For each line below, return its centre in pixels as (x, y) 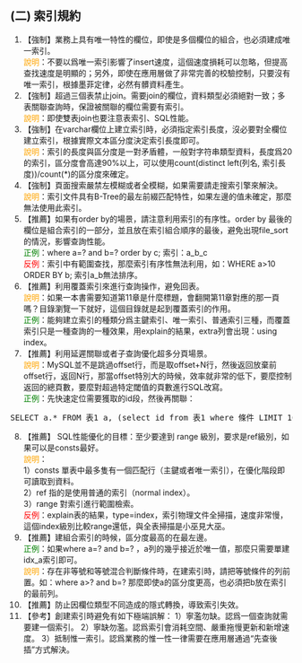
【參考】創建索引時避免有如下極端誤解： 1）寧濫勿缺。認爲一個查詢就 (151, 615)
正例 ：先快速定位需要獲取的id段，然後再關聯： (109, 398)
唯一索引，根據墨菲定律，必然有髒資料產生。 (106, 84)
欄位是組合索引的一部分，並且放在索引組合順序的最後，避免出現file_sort (156, 230)
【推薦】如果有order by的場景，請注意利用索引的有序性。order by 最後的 (157, 219)
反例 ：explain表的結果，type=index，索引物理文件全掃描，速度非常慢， (155, 515)
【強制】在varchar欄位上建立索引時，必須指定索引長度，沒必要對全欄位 (155, 129)
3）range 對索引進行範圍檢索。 (81, 503)
